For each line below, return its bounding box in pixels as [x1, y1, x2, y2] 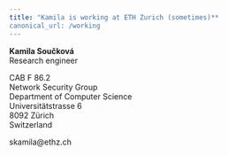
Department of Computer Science [9, 90, 133, 102]
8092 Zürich [9, 110, 55, 121]
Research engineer [9, 55, 79, 66]
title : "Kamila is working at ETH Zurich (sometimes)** [9, 12, 219, 22]
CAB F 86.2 [9, 72, 51, 82]
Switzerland [9, 119, 53, 129]
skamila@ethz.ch [9, 136, 72, 147]
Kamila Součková [9, 45, 75, 56]
